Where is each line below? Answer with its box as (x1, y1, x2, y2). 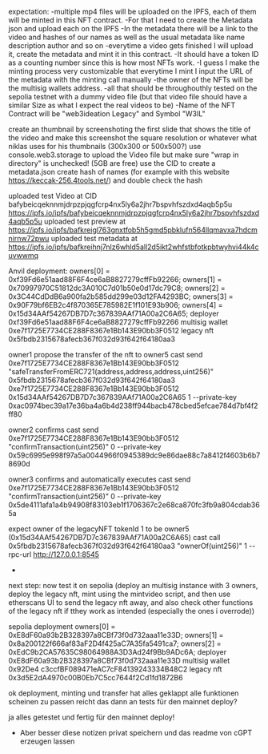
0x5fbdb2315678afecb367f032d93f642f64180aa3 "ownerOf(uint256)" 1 (8, 541, 248, 550)
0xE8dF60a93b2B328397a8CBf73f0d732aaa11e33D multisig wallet (8, 656, 230, 665)
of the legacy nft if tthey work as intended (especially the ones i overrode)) (8, 607, 254, 615)
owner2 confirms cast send (8, 425, 99, 434)
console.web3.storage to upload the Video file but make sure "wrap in (8, 150, 239, 159)
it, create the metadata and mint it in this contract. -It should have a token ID (8, 50, 259, 58)
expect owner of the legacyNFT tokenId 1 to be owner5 (8, 524, 190, 534)
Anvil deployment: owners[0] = (8, 266, 110, 276)
